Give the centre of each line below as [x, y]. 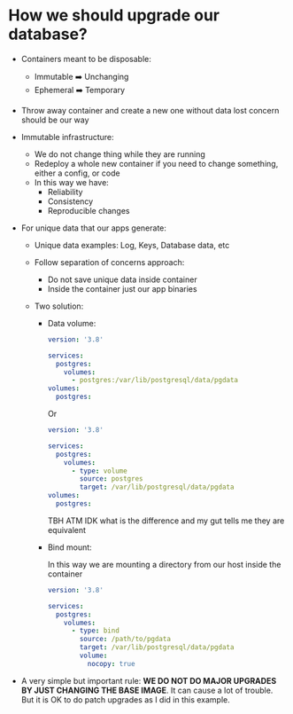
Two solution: [59, 306]
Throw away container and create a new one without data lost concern [150, 110]
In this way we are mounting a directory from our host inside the [164, 564]
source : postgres [111, 479]
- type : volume [99, 471]
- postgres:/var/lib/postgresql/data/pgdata [155, 381]
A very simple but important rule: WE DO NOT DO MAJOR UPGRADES [149, 680]
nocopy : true [111, 663]
